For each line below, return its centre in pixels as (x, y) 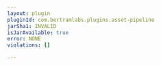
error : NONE (24, 39)
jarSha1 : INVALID (32, 26)
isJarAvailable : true (38, 32)
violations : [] (29, 45)
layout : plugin (29, 13)
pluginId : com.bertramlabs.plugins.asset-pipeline (81, 20)
